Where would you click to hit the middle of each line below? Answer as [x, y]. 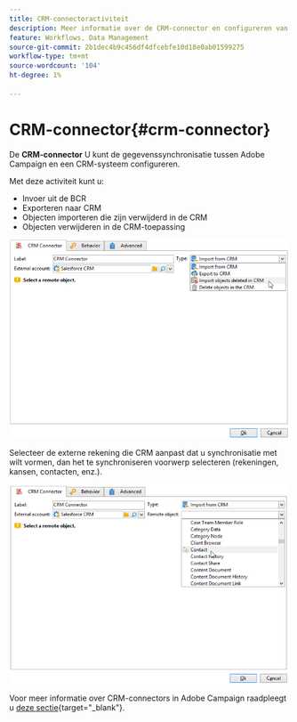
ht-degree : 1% [36, 76]
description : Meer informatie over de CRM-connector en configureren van [149, 28]
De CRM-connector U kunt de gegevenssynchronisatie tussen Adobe [137, 154]
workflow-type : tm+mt [49, 57]
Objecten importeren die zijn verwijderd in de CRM [115, 217]
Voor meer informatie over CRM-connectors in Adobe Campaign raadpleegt [148, 698]
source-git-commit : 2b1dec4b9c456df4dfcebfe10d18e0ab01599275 [127, 47]
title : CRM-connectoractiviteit [69, 19]
